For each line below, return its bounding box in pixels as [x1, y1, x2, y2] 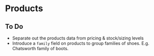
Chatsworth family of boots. [12, 46, 69, 51]
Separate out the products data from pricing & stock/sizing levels [12, 35, 144, 41]
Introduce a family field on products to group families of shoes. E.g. [12, 40, 150, 46]
